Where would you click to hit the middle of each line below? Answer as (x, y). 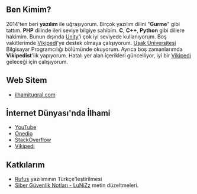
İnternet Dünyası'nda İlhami (58, 113)
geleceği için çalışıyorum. (37, 62)
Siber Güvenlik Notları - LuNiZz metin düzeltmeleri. (77, 185)
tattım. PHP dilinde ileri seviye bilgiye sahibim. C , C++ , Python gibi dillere (96, 30)
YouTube (25, 127)
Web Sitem (27, 80)
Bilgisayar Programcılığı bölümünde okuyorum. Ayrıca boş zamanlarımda (94, 49)
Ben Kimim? (29, 10)
